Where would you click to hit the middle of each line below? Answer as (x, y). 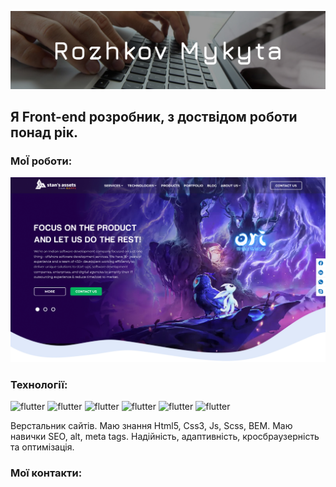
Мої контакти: (46, 473)
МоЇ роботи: (41, 161)
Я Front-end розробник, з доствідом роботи (154, 116)
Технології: (39, 384)
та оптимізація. (42, 447)
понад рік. (44, 132)
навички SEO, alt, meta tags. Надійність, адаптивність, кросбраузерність (165, 437)
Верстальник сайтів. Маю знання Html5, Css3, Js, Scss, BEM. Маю (151, 426)
